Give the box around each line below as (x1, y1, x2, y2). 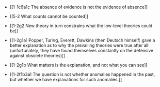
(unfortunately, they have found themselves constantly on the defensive (9, 48, 154, 53)
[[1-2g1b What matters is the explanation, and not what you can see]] (9, 62, 148, 68)
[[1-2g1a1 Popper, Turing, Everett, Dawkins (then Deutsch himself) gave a (9, 37, 155, 43)
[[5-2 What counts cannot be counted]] (9, 14, 89, 19)
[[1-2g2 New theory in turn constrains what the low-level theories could (9, 23, 153, 29)
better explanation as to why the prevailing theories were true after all (9, 43, 149, 48)
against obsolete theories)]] (9, 53, 65, 58)
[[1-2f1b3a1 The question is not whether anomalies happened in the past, (9, 72, 155, 77)
